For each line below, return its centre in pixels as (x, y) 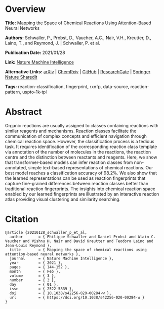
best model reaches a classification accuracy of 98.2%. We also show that (81, 173)
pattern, (13, 92)
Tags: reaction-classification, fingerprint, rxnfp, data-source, (67, 86)
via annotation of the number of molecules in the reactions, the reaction (78, 152)
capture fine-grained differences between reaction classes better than (77, 183)
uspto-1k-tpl (34, 92)
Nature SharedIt (21, 77)
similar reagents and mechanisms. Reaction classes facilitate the (71, 131)
